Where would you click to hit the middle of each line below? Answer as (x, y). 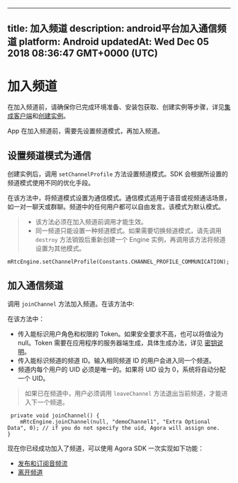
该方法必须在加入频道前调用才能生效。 (91, 222)
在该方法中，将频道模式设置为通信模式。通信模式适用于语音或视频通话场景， (119, 198)
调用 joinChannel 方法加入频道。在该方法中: (71, 304)
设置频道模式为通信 (49, 156)
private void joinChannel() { (55, 416)
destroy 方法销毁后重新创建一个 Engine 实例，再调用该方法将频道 (130, 240)
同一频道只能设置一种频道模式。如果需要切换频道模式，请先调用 (128, 231)
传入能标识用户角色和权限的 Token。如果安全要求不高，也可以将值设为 (120, 333)
